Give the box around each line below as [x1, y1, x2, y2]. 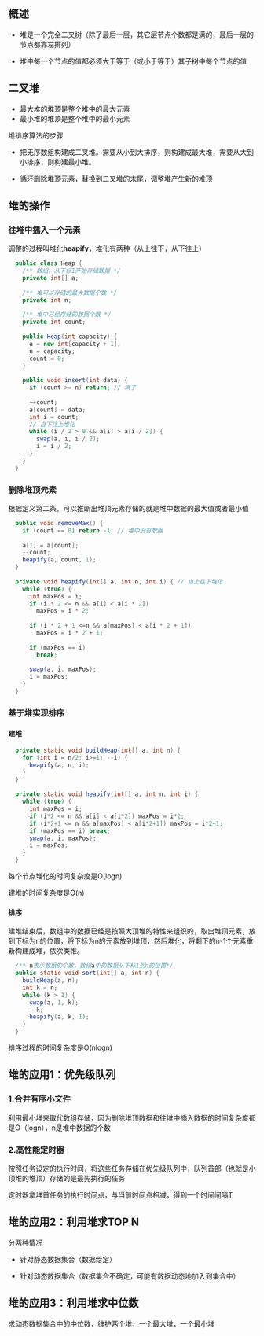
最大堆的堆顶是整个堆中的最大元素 [19, 104, 130, 113]
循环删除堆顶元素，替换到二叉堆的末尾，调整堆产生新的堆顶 [19, 174, 213, 183]
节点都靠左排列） [19, 39, 75, 49]
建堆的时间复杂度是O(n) [8, 888, 85, 898]
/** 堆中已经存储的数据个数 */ [22, 311, 112, 318]
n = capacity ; [28, 347, 76, 355]
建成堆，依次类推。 [21, 946, 84, 955]
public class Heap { [15, 259, 82, 267]
